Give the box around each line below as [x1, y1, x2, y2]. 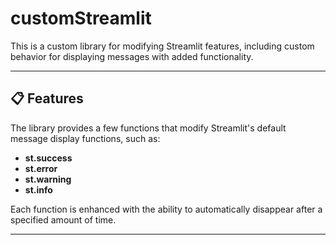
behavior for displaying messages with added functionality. [10, 50, 254, 62]
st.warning [24, 173, 72, 185]
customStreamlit [10, 7, 152, 30]
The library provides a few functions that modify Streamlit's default [10, 122, 287, 134]
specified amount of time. [10, 213, 117, 226]
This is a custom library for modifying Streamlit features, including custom [10, 40, 315, 52]
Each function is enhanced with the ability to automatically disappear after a [10, 203, 323, 215]
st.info [24, 183, 53, 196]
